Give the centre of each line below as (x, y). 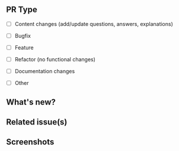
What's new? (31, 102)
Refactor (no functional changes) (55, 59)
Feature (24, 47)
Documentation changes (45, 71)
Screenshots (30, 142)
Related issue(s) (37, 122)
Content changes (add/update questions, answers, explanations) (94, 24)
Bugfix (23, 35)
